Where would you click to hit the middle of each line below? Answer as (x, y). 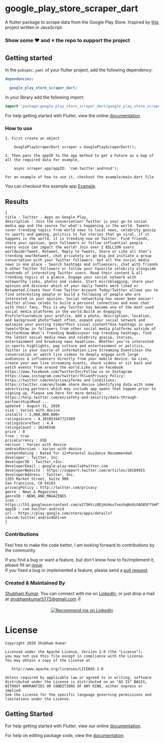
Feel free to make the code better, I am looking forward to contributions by (80, 545)
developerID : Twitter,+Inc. (35, 462)
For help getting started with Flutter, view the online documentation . (73, 116)
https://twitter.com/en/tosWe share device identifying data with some (79, 385)
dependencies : (20, 79)
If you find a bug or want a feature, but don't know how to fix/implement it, (80, 560)
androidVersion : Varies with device (43, 449)
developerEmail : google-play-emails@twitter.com (57, 466)
